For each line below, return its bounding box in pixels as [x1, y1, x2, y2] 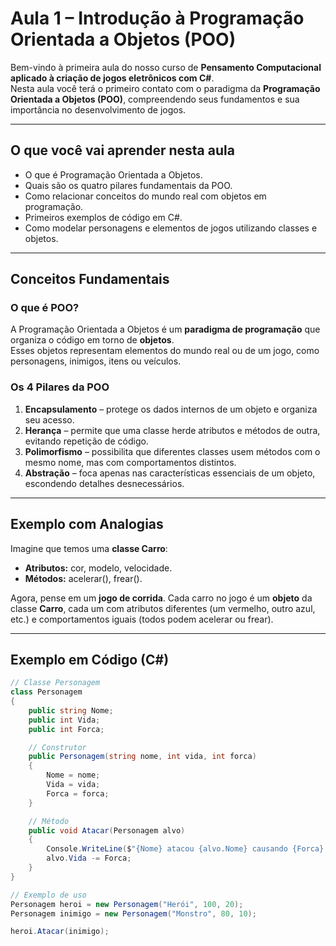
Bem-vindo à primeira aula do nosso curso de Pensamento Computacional [10, 61, 322, 73]
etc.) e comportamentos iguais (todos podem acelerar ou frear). [10, 613, 274, 625]
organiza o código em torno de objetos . [10, 334, 175, 346]
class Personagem [10, 687, 83, 697]
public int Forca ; [28, 724, 105, 734]
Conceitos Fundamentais [10, 271, 170, 288]
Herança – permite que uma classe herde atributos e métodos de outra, [24, 424, 321, 436]
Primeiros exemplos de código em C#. [24, 211, 183, 223]
